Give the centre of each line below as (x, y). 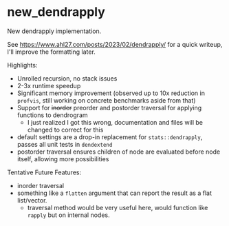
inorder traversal (41, 185)
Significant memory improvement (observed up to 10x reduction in (111, 93)
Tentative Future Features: (44, 172)
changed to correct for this (65, 130)
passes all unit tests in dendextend (65, 144)
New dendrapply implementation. (54, 31)
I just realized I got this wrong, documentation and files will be (115, 122)
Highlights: (22, 65)
